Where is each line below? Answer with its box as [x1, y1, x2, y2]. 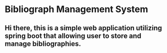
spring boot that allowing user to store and [5, 31, 142, 40]
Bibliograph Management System [5, 4, 148, 15]
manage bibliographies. [5, 39, 81, 48]
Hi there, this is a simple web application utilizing [5, 24, 162, 32]
